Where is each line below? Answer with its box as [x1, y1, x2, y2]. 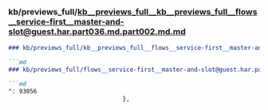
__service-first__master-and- [8, 16, 125, 27]
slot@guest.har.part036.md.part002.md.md [8, 26, 186, 37]
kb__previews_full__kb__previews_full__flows [77, 6, 258, 17]
